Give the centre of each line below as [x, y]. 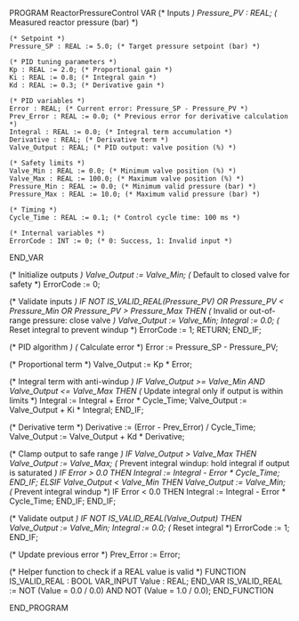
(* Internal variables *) [57, 233]
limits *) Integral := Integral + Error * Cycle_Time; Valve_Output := [128, 400]
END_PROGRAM [39, 608]
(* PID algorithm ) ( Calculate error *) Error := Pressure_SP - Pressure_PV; [144, 347]
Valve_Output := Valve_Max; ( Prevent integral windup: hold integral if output [149, 463]
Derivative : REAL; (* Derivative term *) [89, 140]
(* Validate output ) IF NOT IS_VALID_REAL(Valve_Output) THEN [125, 518]
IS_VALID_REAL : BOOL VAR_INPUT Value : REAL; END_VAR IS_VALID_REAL [146, 581]
